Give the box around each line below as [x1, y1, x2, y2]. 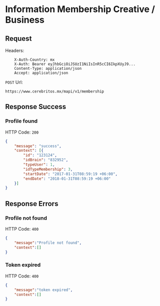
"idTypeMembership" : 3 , [23, 167, 73, 172]
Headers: [5, 48, 24, 53]
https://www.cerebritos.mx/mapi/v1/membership [5, 89, 104, 94]
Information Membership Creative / [5, 4, 155, 15]
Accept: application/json [14, 70, 69, 75]
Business [5, 14, 45, 26]
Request [5, 34, 32, 43]
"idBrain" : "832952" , [23, 157, 69, 163]
